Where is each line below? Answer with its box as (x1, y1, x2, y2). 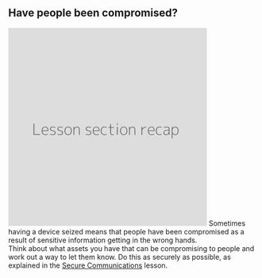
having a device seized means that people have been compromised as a (8, 227, 245, 236)
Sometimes (208, 218, 246, 228)
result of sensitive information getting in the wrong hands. (8, 235, 198, 245)
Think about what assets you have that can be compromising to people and (8, 243, 255, 253)
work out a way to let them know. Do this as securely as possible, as (8, 252, 232, 261)
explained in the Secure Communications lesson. (8, 261, 168, 270)
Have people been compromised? (8, 6, 179, 20)
